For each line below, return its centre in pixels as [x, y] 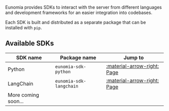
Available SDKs [30, 43]
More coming [23, 95]
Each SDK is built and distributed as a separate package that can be [76, 22]
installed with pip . [24, 28]
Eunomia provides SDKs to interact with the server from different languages [83, 7]
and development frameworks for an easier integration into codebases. [79, 13]
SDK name [29, 57]
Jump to [134, 57]
